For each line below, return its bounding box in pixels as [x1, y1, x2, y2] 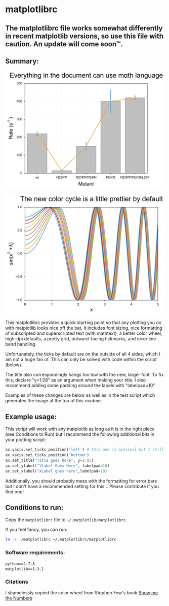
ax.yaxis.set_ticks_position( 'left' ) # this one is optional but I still [5, 447, 164, 453]
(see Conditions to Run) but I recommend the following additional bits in [5, 431, 155, 437]
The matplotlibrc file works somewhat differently [5, 24, 163, 33]
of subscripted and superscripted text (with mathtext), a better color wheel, [5, 330, 162, 336]
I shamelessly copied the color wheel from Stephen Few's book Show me [5, 589, 158, 595]
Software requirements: [5, 549, 65, 556]
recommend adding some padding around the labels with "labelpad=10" [5, 382, 155, 389]
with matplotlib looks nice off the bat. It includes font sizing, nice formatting [5, 325, 163, 331]
